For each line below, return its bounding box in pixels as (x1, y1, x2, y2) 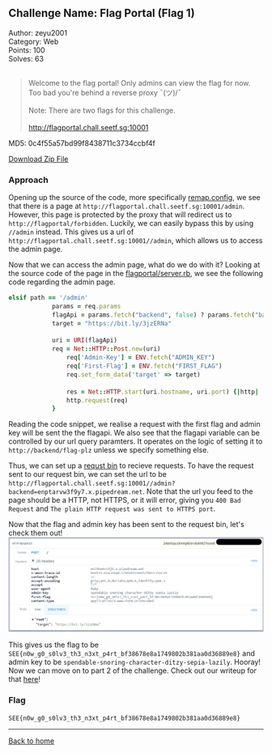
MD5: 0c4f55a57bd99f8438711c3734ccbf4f (8, 138, 155, 148)
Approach (8, 174, 49, 185)
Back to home (8, 736, 55, 746)
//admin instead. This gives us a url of (8, 227, 134, 237)
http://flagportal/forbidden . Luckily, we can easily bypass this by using (8, 219, 253, 228)
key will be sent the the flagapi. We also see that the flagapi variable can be (8, 428, 261, 438)
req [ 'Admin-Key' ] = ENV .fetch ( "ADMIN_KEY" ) (66, 354, 216, 362)
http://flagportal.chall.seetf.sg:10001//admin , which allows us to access (8, 236, 263, 245)
